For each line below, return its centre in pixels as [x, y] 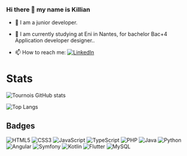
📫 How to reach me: [40, 53]
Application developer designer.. [55, 41]
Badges [21, 126]
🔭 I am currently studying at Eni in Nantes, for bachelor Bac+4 [91, 34]
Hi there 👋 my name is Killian [48, 10]
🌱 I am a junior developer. [46, 23]
